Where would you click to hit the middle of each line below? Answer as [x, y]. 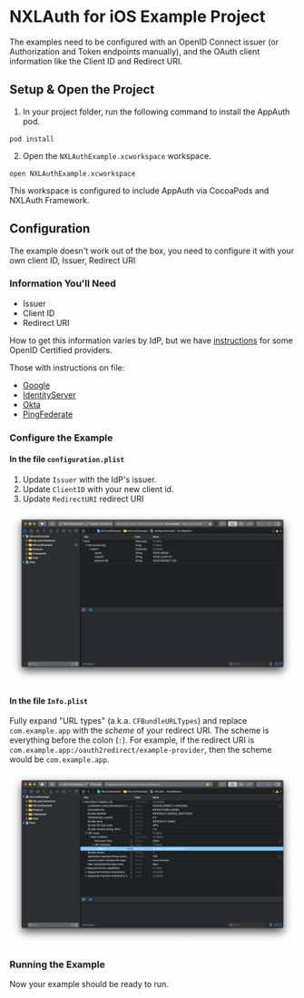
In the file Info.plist [49, 700]
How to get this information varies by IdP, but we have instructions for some [151, 340]
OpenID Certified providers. [61, 350]
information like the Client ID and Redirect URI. [96, 61]
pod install [32, 139]
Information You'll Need [63, 283]
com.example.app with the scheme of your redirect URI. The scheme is [139, 731]
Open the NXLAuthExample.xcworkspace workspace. [117, 155]
